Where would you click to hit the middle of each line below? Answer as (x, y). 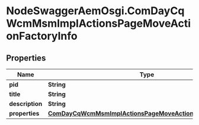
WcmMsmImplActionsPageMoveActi (99, 23)
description (26, 104)
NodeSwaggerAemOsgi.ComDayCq (95, 11)
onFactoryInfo (42, 36)
